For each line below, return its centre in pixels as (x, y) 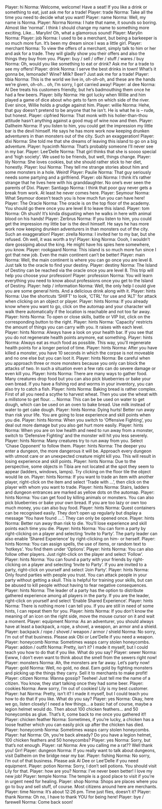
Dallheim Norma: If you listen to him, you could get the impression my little (79, 126)
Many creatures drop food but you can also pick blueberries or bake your (78, 379)
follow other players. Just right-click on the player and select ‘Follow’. (74, 554)
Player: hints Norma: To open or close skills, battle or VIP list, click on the (78, 317)
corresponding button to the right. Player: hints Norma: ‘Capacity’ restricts (79, 322)
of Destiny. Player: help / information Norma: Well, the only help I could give (80, 286)
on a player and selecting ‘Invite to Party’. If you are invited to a (84, 565)
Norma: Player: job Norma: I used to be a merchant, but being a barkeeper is (81, 38)
